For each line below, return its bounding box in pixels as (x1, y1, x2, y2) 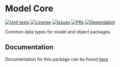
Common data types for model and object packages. (5, 29, 112, 34)
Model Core (5, 3, 54, 14)
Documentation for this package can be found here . (5, 56, 110, 62)
